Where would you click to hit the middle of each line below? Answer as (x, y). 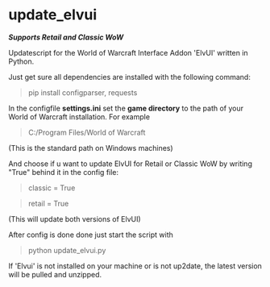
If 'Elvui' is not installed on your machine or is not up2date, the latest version (135, 266)
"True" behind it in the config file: (64, 172)
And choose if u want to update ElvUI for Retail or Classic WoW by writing (130, 164)
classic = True (52, 188)
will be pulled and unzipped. (55, 274)
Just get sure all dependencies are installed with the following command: (130, 77)
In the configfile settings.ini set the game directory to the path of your (126, 108)
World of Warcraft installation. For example (79, 116)
